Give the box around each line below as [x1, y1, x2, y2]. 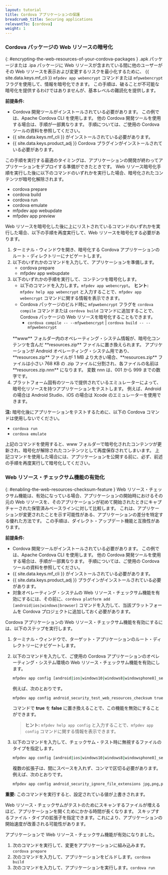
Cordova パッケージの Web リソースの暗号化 [5, 44, 113, 51]
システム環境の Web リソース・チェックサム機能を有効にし [38, 659, 160, 665]
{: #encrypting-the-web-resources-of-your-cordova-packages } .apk [5, 56, 149, 62]
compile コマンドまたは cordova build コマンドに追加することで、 [20, 308, 156, 314]
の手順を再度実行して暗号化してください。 [5, 460, 93, 466]
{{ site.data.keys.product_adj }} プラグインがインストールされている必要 [12, 577, 161, 583]
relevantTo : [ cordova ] [5, 21, 53, 27]
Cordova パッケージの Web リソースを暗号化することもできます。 [20, 314, 155, 320]
